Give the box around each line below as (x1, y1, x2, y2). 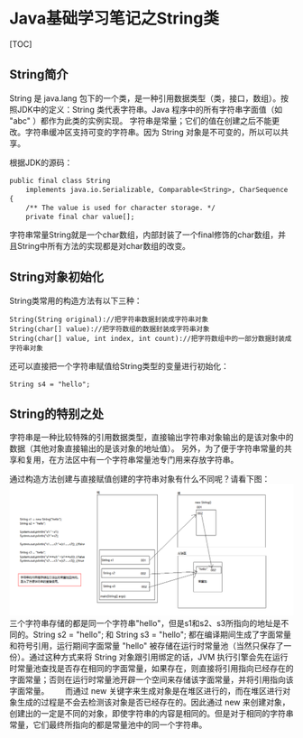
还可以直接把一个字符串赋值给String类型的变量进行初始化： (9, 360, 230, 371)
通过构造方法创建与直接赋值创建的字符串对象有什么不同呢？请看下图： (9, 474, 271, 484)
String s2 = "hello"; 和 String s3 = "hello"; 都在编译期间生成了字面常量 (32, 629, 291, 641)
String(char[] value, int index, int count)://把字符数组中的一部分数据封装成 (9, 334, 292, 343)
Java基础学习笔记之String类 (9, 8, 219, 29)
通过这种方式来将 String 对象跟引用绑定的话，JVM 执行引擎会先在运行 (28, 651, 289, 663)
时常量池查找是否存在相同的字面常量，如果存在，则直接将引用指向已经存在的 (9, 663, 294, 674)
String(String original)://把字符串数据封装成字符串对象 (9, 315, 209, 324)
